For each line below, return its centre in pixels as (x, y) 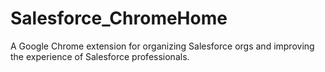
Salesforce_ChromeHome (119, 18)
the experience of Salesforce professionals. (100, 56)
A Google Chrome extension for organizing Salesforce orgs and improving (162, 46)
